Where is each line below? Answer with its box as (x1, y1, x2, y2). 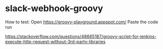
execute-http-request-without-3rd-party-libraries (5, 38, 106, 44)
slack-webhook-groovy (5, 3, 103, 14)
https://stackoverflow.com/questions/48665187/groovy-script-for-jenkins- (5, 33, 157, 39)
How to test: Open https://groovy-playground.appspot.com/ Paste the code (5, 19, 159, 25)
